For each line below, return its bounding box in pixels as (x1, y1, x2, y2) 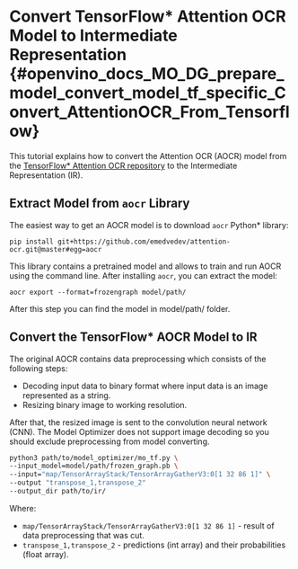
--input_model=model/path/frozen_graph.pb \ (9, 461, 179, 471)
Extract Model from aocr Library (9, 196, 190, 211)
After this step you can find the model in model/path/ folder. (9, 303, 231, 314)
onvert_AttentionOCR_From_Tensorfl (9, 102, 290, 122)
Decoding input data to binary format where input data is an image (22, 380, 268, 391)
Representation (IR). (9, 169, 83, 181)
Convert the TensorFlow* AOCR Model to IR (9, 330, 258, 345)
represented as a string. (22, 389, 111, 401)
